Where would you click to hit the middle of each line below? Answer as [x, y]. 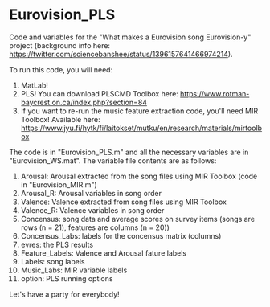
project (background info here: [60, 45]
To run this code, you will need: [61, 69]
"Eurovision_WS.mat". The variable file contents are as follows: [113, 160]
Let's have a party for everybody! [64, 294]
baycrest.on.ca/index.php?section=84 [84, 102]
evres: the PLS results [57, 244]
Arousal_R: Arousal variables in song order [91, 193]
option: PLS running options [67, 278]
